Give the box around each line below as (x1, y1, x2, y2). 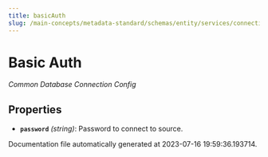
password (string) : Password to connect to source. (19, 124, 183, 134)
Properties (8, 103, 62, 116)
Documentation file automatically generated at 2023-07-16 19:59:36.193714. (8, 139, 258, 149)
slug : (8, 19, 26, 27)
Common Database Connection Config (8, 80, 137, 89)
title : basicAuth (8, 11, 66, 20)
